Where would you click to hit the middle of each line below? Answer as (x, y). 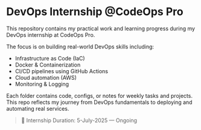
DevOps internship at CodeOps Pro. (51, 34)
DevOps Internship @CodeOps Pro (95, 12)
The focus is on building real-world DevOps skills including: (80, 47)
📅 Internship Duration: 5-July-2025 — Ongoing (79, 120)
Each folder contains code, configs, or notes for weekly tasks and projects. (100, 96)
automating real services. (38, 108)
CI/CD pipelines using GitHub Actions (62, 71)
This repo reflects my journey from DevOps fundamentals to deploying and (99, 102)
